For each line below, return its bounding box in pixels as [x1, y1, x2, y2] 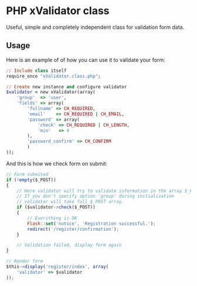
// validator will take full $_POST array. [16, 199, 125, 205]
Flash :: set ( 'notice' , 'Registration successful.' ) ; [27, 221, 157, 227]
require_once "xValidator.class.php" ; [6, 73, 101, 79]
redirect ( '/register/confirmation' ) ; [27, 226, 119, 232]
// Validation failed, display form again [16, 242, 122, 248]
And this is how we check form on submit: [6, 160, 107, 167]
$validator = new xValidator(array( [6, 89, 96, 95]
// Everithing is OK [27, 215, 77, 221]
